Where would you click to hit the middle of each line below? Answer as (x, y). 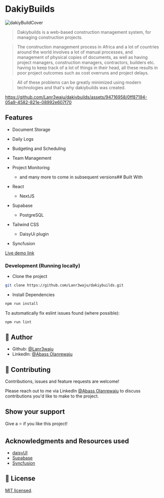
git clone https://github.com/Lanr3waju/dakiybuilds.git (64, 285)
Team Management (32, 158)
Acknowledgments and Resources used (67, 441)
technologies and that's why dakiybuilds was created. (71, 87)
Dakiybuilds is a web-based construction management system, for (84, 32)
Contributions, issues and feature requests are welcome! (62, 381)
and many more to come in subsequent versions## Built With (81, 177)
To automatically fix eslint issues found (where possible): (62, 313)
